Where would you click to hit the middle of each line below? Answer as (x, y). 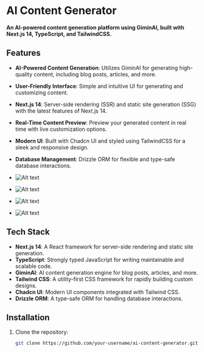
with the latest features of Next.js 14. (61, 111)
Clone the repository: (42, 332)
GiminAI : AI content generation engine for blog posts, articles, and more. (107, 272)
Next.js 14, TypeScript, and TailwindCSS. (59, 33)
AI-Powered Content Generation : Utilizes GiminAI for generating (97, 68)
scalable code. (33, 266)
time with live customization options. (61, 129)
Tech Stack (28, 232)
